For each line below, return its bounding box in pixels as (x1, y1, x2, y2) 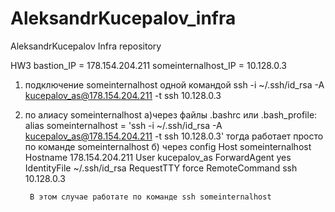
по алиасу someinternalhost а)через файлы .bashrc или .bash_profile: (24, 108, 318, 121)
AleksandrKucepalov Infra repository (10, 40, 162, 52)
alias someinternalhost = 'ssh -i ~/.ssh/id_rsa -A (24, 119, 223, 131)
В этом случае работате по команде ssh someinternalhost (29, 192, 272, 202)
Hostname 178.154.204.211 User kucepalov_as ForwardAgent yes (24, 151, 292, 163)
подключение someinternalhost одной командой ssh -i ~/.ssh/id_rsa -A (24, 78, 325, 91)
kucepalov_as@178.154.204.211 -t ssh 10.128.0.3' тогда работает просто (24, 130, 324, 142)
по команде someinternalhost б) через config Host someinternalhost (24, 140, 312, 152)
